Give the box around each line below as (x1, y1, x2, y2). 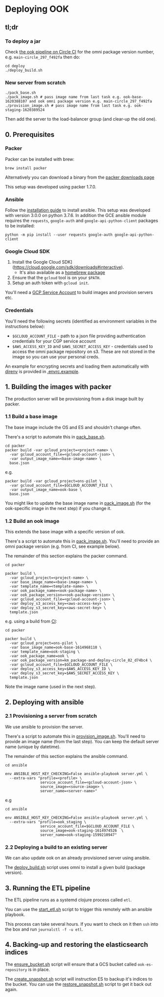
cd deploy (5, 63, 25, 68)
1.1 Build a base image (5, 413, 58, 420)
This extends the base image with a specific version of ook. (5, 529, 125, 535)
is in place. (28, 966, 50, 972)
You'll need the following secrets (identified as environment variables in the (5, 318, 157, 324)
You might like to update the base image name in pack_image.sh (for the (5, 500, 151, 506)
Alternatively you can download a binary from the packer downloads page (5, 174, 155, 180)
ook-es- (138, 962, 153, 967)
